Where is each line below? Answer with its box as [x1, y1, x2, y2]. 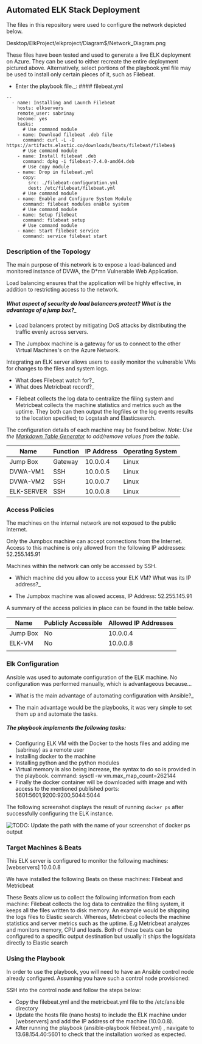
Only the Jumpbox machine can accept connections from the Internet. [6, 538, 183, 545]
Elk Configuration [6, 660, 60, 668]
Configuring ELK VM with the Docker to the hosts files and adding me [15, 740, 190, 747]
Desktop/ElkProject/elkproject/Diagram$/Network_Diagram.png [6, 39, 166, 46]
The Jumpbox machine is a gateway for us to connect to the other [15, 340, 181, 347]
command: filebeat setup [22, 217, 86, 223]
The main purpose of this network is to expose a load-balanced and [6, 261, 176, 268]
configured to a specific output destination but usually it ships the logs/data [6, 932, 196, 940]
